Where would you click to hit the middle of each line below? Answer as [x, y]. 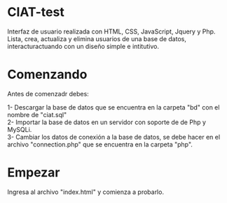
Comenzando [47, 75]
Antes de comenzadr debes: [48, 93]
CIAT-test [36, 12]
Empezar [34, 173]
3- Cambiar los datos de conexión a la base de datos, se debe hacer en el [114, 137]
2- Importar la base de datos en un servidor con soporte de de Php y [107, 122]
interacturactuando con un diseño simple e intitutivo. [83, 46]
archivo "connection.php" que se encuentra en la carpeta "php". [100, 144]
